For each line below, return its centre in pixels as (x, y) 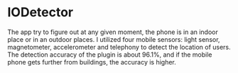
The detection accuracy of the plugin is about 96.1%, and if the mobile (110, 55)
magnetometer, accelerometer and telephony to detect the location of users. (119, 47)
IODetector (40, 12)
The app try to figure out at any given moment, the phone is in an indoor (113, 32)
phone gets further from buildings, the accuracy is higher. (92, 62)
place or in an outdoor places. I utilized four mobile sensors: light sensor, (114, 39)
